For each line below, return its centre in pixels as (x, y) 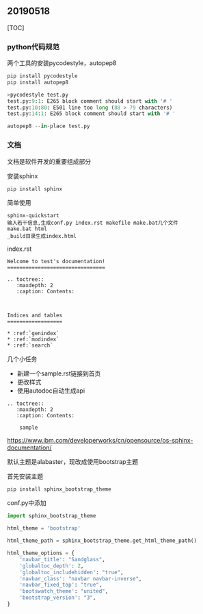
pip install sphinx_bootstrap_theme (59, 489)
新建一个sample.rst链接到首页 (59, 373)
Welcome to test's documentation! (56, 261)
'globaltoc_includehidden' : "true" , (72, 572)
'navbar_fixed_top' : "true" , (61, 585)
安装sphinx (23, 176)
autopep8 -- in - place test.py (49, 126)
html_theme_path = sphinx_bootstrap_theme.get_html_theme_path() (102, 541)
